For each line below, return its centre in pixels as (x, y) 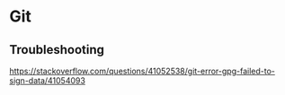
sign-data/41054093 (47, 81)
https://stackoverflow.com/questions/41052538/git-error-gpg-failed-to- (142, 71)
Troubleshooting (57, 50)
